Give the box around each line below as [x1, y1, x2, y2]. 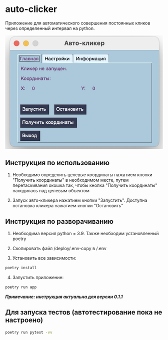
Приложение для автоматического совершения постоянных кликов [5, 20, 150, 26]
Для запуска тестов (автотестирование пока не [5, 308, 162, 317]
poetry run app [5, 285, 37, 290]
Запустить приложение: [12, 275, 64, 281]
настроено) [5, 316, 43, 325]
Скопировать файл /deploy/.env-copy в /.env [12, 246, 106, 252]
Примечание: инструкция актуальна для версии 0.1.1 [5, 294, 123, 300]
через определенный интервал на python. [5, 25, 95, 31]
